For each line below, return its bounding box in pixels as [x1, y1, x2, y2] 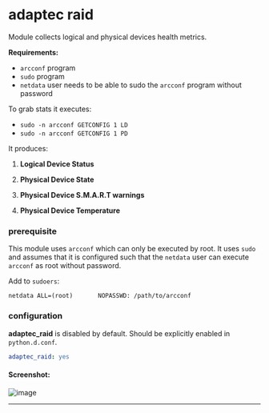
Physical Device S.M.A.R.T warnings [19, 190, 145, 199]
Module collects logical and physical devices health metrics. [8, 32, 207, 42]
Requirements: [8, 47, 58, 57]
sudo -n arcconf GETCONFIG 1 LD [19, 121, 128, 129]
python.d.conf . [8, 337, 58, 347]
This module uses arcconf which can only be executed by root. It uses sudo [8, 244, 256, 254]
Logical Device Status [19, 158, 94, 169]
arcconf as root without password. [8, 261, 122, 271]
